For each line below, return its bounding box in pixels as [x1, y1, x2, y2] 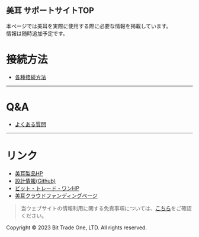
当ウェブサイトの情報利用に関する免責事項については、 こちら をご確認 [20, 204, 192, 212]
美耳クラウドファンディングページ [14, 192, 98, 199]
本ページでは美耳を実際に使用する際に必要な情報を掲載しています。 [6, 23, 172, 30]
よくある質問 [14, 120, 46, 127]
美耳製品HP [14, 169, 43, 177]
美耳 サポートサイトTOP [6, 5, 95, 16]
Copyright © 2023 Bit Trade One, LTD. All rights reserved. [6, 224, 147, 231]
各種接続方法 [14, 73, 46, 81]
